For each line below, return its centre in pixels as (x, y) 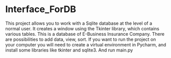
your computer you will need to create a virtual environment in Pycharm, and (86, 44)
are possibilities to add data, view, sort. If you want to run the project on (81, 39)
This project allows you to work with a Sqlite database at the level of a (79, 23)
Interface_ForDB (41, 9)
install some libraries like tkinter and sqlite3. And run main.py (69, 50)
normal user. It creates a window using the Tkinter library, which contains (82, 28)
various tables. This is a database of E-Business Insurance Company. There (85, 34)
